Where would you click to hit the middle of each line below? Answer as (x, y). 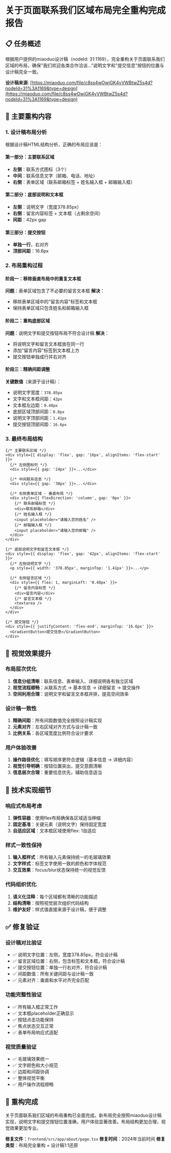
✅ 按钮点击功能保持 (33, 1019)
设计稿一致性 (21, 708)
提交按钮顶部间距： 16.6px (40, 424)
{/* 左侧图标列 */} (28, 465)
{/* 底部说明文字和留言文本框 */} (37, 549)
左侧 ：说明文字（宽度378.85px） (47, 207)
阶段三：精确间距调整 (27, 369)
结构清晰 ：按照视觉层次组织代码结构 (51, 903)
